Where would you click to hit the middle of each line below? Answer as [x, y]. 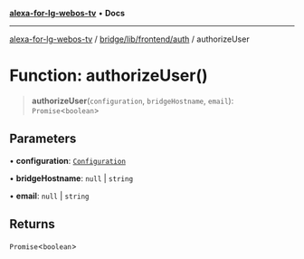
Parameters [43, 139]
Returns [33, 224]
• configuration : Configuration [68, 160]
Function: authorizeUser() [109, 76]
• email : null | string [49, 196]
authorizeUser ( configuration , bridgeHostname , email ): [133, 101]
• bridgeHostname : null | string [71, 178]
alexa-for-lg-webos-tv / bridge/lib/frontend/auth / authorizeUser [130, 39]
